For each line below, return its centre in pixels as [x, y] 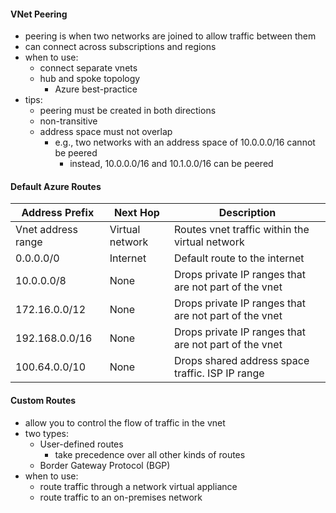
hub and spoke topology [90, 79]
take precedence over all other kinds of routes [150, 454]
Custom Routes [43, 400]
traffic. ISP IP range [219, 373]
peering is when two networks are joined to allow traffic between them [170, 36]
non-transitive [68, 121]
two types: [46, 433]
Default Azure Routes [56, 186]
